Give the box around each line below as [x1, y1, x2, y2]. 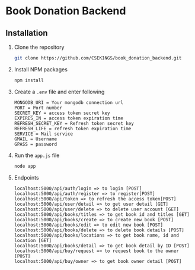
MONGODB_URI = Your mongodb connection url [14, 99, 124, 105]
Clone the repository [14, 43, 65, 51]
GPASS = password [14, 141, 57, 147]
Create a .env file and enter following [14, 88, 105, 95]
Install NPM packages [14, 65, 68, 73]
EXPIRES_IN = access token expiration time [14, 115, 124, 121]
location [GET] [14, 237, 52, 243]
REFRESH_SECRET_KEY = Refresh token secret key [14, 120, 134, 126]
